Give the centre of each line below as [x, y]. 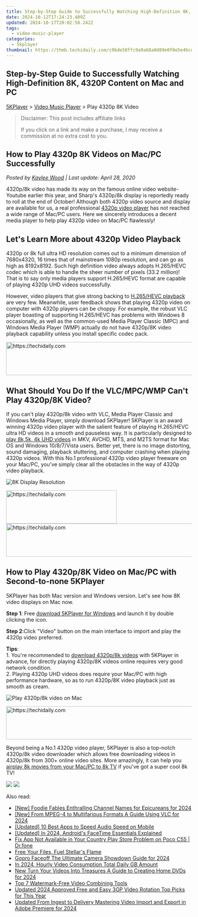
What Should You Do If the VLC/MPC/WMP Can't [97, 391]
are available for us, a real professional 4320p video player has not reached [98, 208]
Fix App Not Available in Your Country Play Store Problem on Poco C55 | [102, 839]
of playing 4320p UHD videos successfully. [59, 285]
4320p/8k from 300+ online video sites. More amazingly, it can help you [94, 760]
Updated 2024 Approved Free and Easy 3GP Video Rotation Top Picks [100, 889]
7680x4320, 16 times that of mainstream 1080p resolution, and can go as [95, 260]
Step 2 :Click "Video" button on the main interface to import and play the [94, 631]
